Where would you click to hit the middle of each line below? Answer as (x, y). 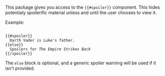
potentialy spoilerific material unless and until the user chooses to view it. (81, 13)
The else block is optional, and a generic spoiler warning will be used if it (81, 63)
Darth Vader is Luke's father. (42, 40)
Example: (15, 22)
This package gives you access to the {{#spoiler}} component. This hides (83, 7)
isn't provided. (20, 68)
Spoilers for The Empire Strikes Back (50, 49)
